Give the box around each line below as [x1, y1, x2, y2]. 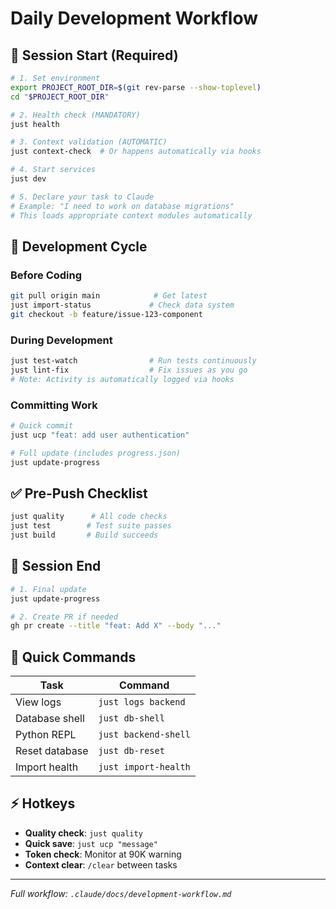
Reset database [15, 744, 89, 758]
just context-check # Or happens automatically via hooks [10, 147, 262, 157]
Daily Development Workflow [10, 7, 258, 30]
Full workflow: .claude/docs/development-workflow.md [10, 887, 232, 899]
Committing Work [10, 398, 98, 412]
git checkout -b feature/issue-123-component [10, 309, 203, 319]
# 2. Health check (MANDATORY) [10, 110, 141, 120]
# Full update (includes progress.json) [10, 448, 182, 458]
